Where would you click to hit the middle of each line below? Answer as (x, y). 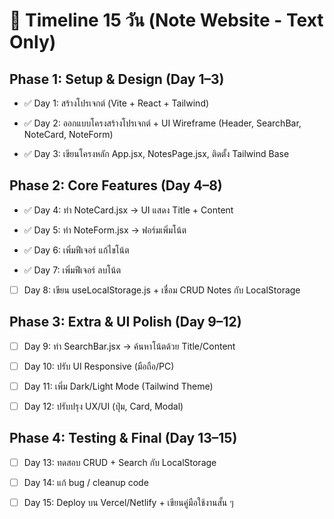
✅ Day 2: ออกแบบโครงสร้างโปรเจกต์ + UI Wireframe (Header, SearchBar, (162, 123)
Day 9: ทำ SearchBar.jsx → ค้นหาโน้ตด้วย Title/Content (129, 346)
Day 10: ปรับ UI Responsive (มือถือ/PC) (99, 366)
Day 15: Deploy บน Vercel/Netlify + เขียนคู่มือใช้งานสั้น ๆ (128, 502)
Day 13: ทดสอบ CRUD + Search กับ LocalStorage (120, 462)
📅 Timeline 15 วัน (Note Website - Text (166, 20)
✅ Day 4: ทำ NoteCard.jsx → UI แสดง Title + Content (128, 210)
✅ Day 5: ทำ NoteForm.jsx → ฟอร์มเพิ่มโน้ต (105, 230)
